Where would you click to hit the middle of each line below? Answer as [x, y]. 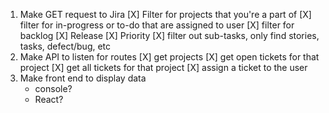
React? [49, 99]
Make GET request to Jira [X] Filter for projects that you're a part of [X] [165, 14]
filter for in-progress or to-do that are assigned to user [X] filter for [157, 25]
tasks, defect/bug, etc [65, 46]
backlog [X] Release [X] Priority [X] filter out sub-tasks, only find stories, [169, 35]
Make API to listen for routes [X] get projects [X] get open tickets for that [169, 57]
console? [53, 88]
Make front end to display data [83, 78]
